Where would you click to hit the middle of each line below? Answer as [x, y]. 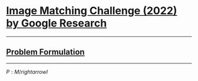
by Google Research [57, 23]
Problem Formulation [45, 52]
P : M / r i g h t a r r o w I [27, 72]
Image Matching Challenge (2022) [92, 11]
